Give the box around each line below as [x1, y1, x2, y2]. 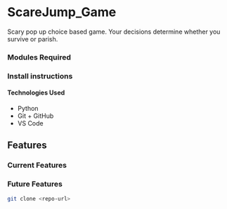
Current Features [7, 161, 67, 170]
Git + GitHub [17, 112, 54, 120]
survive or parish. [7, 34, 58, 43]
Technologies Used [7, 88, 65, 97]
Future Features [7, 180, 63, 189]
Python [17, 104, 39, 112]
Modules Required [7, 52, 72, 62]
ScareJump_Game [7, 4, 117, 20]
